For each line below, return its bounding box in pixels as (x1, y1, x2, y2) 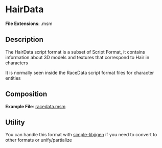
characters (5, 60, 28, 66)
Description (5, 35, 43, 44)
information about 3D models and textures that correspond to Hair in (5, 54, 150, 60)
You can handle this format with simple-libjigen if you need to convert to (5, 132, 157, 138)
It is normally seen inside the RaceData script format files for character (5, 69, 154, 76)
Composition (5, 90, 48, 98)
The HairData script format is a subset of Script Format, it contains (5, 48, 146, 55)
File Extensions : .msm (5, 20, 53, 27)
